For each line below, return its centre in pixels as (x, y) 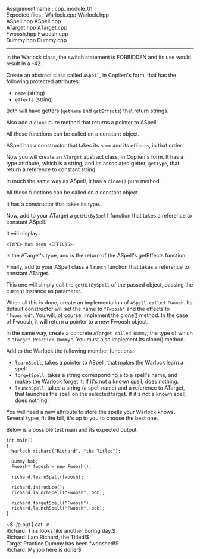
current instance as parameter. (44, 291)
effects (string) (34, 99)
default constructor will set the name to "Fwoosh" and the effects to (88, 309)
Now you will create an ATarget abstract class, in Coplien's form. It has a (95, 157)
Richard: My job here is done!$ (44, 550)
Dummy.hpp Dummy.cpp (37, 40)
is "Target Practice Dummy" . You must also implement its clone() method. (96, 339)
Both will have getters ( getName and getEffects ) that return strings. (87, 111)
